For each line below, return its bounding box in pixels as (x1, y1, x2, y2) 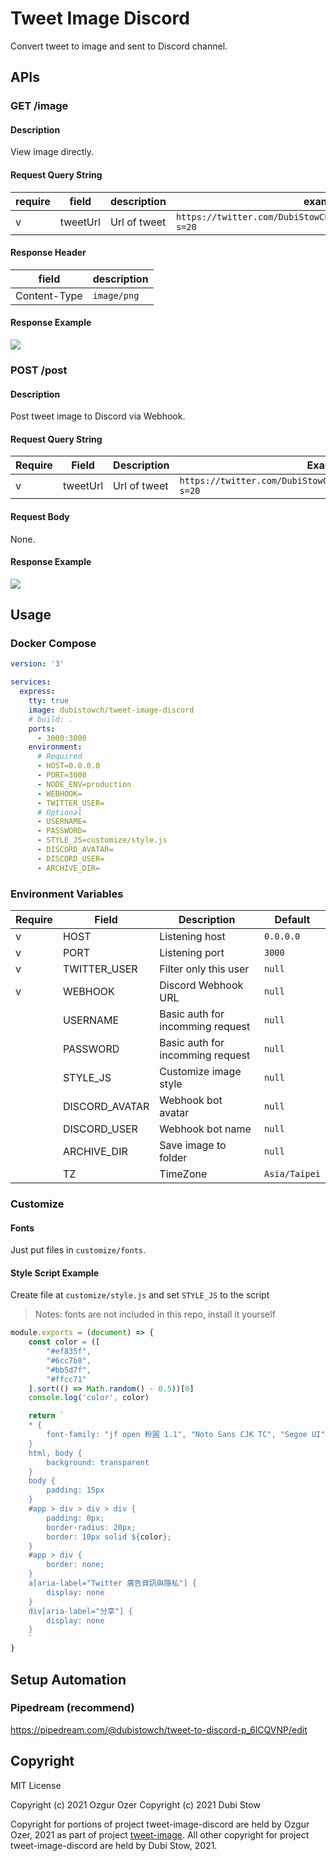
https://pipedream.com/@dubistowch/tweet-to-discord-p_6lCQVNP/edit (10, 1723, 308, 1736)
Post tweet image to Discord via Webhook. (10, 410, 186, 422)
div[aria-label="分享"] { (28, 1606, 133, 1616)
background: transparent (46, 1457, 150, 1467)
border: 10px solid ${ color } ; (46, 1532, 172, 1542)
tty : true (28, 696, 70, 706)
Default (274, 913, 311, 927)
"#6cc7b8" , (46, 1355, 92, 1366)
